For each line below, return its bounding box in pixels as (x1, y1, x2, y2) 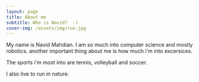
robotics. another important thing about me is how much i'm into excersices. (6, 48, 193, 55)
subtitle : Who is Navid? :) (6, 19, 78, 25)
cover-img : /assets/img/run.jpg (6, 25, 86, 31)
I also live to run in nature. (6, 70, 70, 77)
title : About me (6, 14, 46, 20)
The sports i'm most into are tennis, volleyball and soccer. (6, 59, 147, 66)
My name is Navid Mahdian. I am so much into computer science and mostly (6, 41, 193, 48)
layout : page (6, 8, 39, 15)
